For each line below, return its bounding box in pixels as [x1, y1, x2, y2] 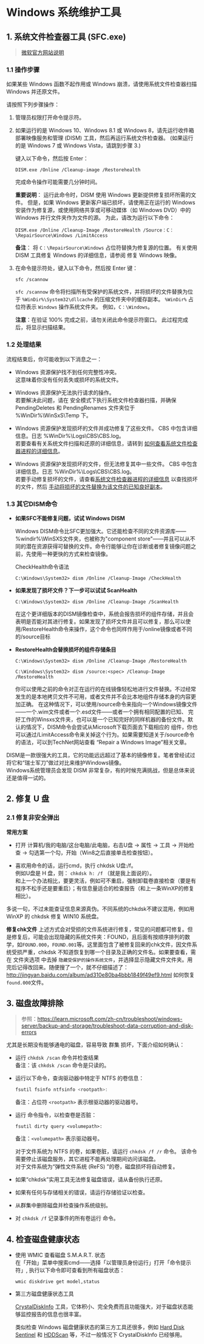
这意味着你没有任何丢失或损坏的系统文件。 [15, 376, 122, 383]
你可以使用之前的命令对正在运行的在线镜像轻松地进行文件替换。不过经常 [15, 685, 196, 692]
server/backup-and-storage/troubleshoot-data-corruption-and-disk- [21, 1022, 194, 1029]
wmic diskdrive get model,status [15, 1279, 100, 1285]
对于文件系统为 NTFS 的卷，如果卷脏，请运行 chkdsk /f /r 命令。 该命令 [15, 1148, 197, 1155]
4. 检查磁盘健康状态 [6, 1234, 80, 1244]
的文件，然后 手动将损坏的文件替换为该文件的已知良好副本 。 [15, 483, 166, 490]
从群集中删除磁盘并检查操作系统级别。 [15, 1202, 111, 1209]
